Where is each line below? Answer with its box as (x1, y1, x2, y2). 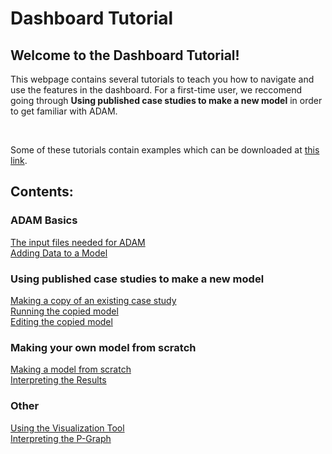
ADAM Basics (10, 213, 78, 227)
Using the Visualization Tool (10, 422, 125, 434)
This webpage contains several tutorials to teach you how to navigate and (10, 73, 315, 85)
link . (10, 155, 28, 166)
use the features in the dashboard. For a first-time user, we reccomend (10, 84, 303, 96)
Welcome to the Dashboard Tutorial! (10, 47, 240, 64)
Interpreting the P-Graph (10, 432, 112, 444)
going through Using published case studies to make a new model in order (10, 95, 323, 106)
